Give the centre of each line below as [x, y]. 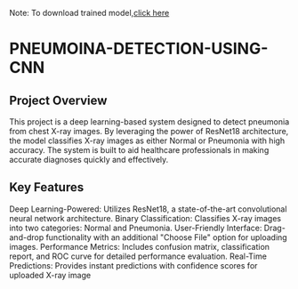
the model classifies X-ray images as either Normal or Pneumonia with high [147, 140]
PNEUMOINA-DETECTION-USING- [139, 49]
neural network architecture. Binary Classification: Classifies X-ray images [145, 218]
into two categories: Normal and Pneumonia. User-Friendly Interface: [136, 228]
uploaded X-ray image [50, 275]
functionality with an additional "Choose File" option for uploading [166, 237]
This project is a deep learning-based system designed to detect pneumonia [149, 122]
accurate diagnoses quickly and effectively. [89, 160]
